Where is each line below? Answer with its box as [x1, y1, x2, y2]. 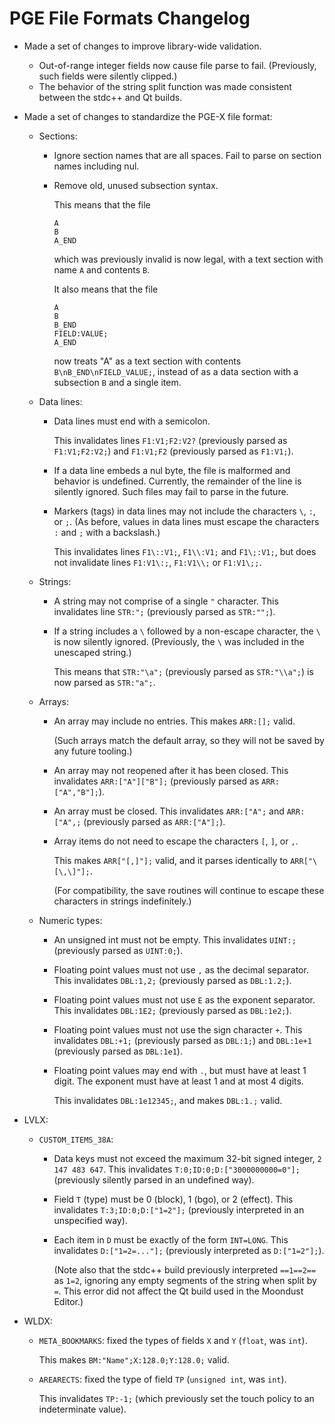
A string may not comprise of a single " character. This [53, 595, 279, 607]
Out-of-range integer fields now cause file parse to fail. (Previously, [38, 59, 317, 71]
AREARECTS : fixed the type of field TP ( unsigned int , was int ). [38, 1373, 287, 1385]
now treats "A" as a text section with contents [53, 355, 242, 367]
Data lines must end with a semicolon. [53, 415, 211, 427]
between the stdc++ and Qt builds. [38, 91, 183, 103]
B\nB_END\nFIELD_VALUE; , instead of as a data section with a [53, 365, 299, 377]
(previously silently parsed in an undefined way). [53, 1173, 255, 1186]
